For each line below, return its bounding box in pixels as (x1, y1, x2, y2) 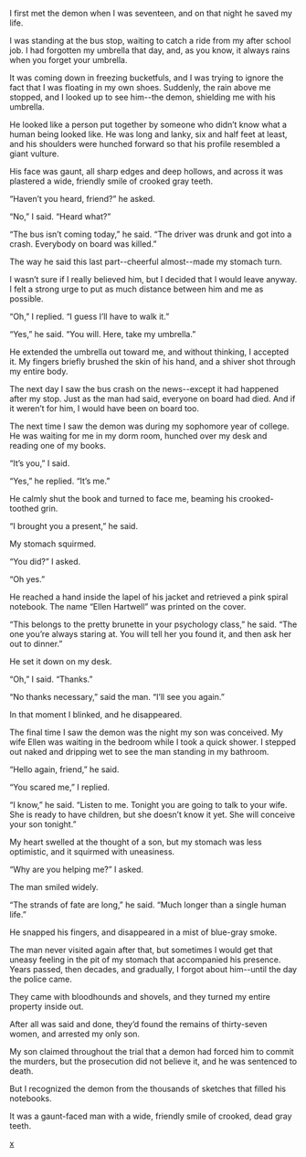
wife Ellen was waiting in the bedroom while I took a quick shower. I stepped (9, 737, 297, 748)
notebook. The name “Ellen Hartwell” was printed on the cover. (9, 601, 247, 611)
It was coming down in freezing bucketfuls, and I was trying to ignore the (9, 72, 284, 83)
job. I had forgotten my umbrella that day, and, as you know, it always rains (9, 45, 290, 56)
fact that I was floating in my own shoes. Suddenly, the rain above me (9, 82, 271, 92)
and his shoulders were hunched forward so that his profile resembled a (9, 139, 280, 149)
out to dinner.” (9, 639, 63, 649)
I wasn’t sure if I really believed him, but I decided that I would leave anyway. (9, 274, 298, 284)
